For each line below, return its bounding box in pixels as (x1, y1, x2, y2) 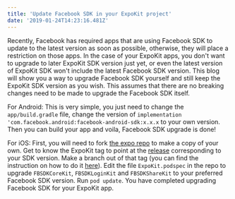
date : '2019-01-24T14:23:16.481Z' (7, 17, 109, 24)
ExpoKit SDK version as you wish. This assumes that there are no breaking (7, 81, 224, 90)
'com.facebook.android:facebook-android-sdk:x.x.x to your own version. (7, 117, 221, 126)
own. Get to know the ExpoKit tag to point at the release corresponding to (7, 146, 222, 155)
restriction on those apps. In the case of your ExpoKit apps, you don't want (7, 51, 225, 60)
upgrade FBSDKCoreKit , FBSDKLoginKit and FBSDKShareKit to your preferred (7, 169, 224, 177)
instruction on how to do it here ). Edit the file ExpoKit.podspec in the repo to (7, 161, 227, 169)
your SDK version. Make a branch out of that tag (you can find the (7, 153, 199, 162)
